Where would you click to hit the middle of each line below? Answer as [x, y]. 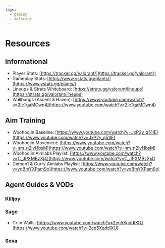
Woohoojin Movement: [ [37, 143]
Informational [27, 62]
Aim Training [25, 120]
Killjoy [13, 199]
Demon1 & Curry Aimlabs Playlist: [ [48, 164]
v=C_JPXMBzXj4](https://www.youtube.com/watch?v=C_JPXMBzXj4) [84, 159]
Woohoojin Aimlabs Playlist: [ [42, 153]
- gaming [19, 14]
